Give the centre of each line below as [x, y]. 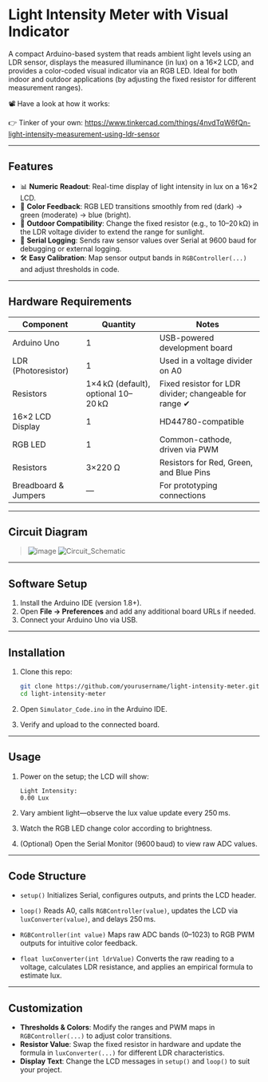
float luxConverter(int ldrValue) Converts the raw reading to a [127, 958]
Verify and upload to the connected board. [90, 725]
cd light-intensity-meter [63, 693]
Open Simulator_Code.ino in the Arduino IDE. [93, 709]
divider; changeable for [203, 393]
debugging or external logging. [71, 248]
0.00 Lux [34, 798]
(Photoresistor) [41, 370]
